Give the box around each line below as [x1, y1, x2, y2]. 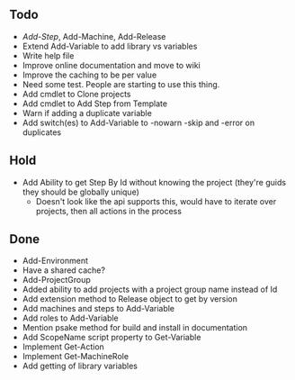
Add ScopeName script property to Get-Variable [22, 332, 201, 343]
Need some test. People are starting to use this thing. [22, 78, 220, 89]
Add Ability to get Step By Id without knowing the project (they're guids [22, 176, 286, 187]
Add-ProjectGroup [22, 275, 92, 285]
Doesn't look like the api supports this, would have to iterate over [35, 195, 277, 206]
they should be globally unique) [22, 186, 139, 197]
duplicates [22, 126, 61, 138]
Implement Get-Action [22, 341, 105, 352]
